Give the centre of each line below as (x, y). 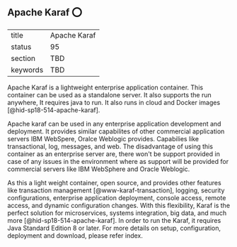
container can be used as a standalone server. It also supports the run (110, 94)
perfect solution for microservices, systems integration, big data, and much (117, 213)
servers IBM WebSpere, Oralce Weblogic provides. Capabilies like (103, 138)
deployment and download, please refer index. (75, 235)
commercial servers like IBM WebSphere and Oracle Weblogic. (99, 169)
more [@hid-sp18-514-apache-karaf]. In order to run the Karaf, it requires (114, 220)
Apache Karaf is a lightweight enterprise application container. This (105, 87)
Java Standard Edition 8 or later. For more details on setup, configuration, (114, 228)
